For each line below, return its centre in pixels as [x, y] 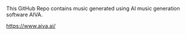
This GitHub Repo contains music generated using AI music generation [93, 8]
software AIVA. [24, 15]
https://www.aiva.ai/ [31, 26]
